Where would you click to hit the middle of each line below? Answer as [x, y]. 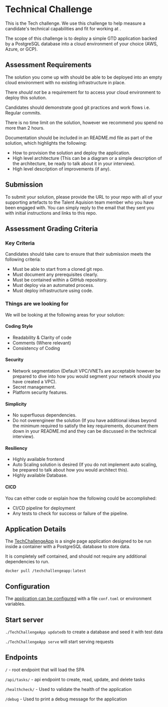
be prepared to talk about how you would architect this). [70, 470]
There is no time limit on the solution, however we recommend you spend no [84, 123]
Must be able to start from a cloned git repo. [58, 269]
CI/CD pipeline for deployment [44, 508]
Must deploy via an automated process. [53, 285]
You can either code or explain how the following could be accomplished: [81, 498]
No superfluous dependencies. [44, 415]
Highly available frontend [38, 459]
